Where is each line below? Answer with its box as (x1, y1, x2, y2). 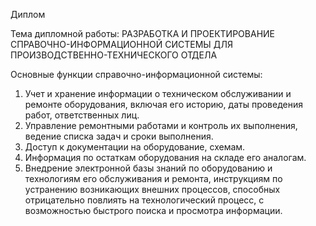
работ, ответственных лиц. (24, 109, 140, 121)
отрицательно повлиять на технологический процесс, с (24, 194, 265, 206)
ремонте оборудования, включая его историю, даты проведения (24, 99, 303, 110)
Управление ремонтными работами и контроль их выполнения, (24, 120, 298, 131)
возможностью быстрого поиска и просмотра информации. (24, 205, 283, 216)
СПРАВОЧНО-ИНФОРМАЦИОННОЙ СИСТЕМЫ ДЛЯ (10, 39, 233, 50)
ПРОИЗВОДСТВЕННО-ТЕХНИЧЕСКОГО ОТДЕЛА (10, 49, 218, 61)
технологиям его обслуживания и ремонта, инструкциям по (24, 173, 283, 184)
